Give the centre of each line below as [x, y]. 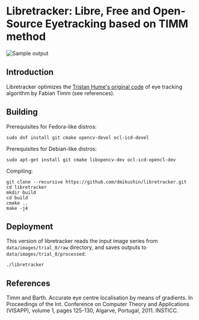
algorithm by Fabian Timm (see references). [60, 93]
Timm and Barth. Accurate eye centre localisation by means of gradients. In [100, 298]
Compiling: [20, 171]
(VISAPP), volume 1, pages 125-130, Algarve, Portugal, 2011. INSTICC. [92, 310]
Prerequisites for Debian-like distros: [52, 149]
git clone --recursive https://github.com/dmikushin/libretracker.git [96, 182]
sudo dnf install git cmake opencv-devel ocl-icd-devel [78, 137]
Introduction [30, 72]
